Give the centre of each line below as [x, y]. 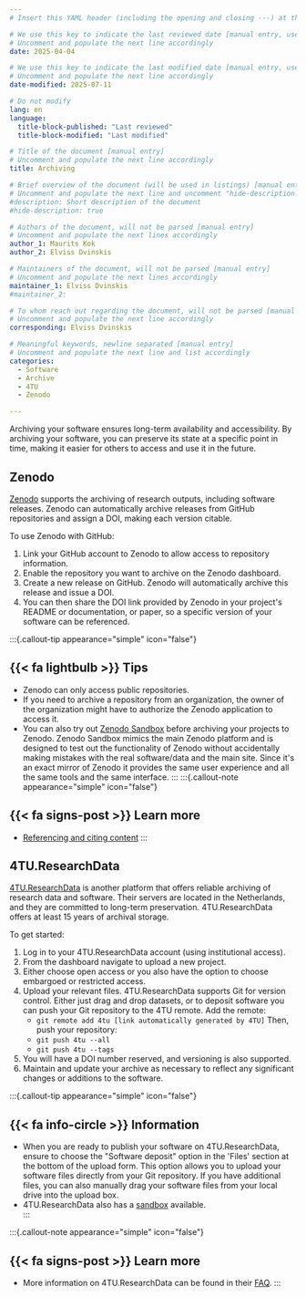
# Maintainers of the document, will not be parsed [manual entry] [140, 269]
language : [28, 118]
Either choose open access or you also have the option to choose [145, 971]
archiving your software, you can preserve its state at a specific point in [144, 439]
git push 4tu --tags [75, 1050]
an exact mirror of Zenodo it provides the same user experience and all [156, 767]
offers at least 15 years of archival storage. [89, 917]
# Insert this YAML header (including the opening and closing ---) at [148, 18]
